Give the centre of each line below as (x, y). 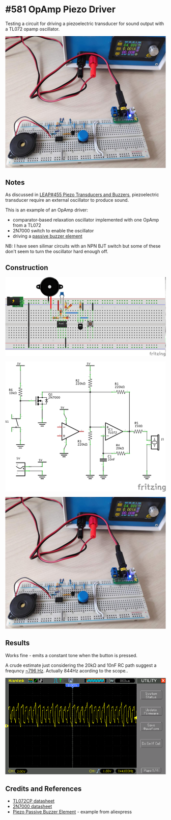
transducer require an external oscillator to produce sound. (67, 200)
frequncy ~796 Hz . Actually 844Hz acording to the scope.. (67, 670)
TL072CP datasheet (34, 801)
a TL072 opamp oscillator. (33, 29)
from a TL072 (27, 225)
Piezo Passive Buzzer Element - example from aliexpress (72, 812)
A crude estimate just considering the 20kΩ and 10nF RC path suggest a (81, 665)
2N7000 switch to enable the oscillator (53, 231)
